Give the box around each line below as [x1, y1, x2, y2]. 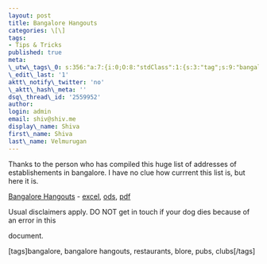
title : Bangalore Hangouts [8, 19, 98, 27]
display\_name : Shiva [8, 122, 80, 130]
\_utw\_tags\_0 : [8, 64, 62, 72]
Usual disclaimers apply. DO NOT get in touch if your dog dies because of [8, 207, 250, 216]
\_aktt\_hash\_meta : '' [8, 85, 87, 94]
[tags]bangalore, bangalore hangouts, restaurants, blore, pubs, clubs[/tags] [8, 246, 256, 255]
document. [8, 231, 44, 240]
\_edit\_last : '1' [8, 71, 69, 79]
